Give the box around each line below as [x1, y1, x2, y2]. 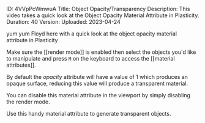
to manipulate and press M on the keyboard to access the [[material [6, 55, 176, 62]
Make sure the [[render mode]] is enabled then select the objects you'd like [6, 48, 196, 56]
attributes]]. [6, 61, 36, 69]
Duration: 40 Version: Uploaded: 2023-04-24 [6, 18, 121, 25]
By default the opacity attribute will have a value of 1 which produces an [6, 73, 188, 80]
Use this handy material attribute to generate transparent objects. [6, 110, 171, 117]
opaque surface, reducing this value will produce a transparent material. [6, 80, 188, 87]
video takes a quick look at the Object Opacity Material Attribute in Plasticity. [6, 12, 199, 19]
